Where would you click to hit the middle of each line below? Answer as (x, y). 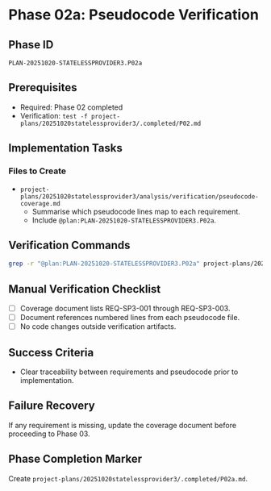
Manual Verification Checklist (85, 289)
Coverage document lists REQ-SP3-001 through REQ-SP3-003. (125, 308)
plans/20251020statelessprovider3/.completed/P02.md (110, 123)
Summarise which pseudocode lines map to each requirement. (136, 211)
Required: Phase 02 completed (71, 107)
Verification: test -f (54, 115)
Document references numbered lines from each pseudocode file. (130, 318)
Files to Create (38, 171)
